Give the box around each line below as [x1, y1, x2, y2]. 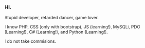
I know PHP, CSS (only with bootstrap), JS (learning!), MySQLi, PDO [4, 24, 141, 30]
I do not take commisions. [4, 38, 56, 44]
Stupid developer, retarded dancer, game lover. [4, 15, 99, 21]
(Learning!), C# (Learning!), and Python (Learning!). [4, 29, 108, 35]
